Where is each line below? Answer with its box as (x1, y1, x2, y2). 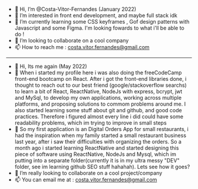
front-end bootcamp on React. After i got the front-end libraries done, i (14, 76, 187, 82)
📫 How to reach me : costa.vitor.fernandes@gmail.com (14, 44, 150, 50)
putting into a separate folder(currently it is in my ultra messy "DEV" (14, 157, 180, 164)
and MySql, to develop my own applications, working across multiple (14, 94, 181, 101)
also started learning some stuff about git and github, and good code (14, 107, 182, 113)
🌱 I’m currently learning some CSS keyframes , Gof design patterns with (14, 18, 190, 25)
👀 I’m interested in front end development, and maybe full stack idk (14, 12, 178, 19)
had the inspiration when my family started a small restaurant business (14, 132, 187, 139)
